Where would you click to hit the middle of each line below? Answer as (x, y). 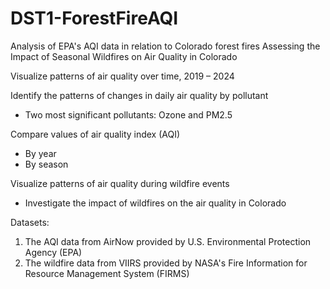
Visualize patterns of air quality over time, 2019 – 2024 (122, 76)
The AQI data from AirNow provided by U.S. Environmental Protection (168, 241)
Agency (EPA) (53, 252)
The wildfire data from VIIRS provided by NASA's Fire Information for (166, 263)
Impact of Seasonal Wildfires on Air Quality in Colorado (124, 56)
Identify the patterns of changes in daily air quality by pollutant (139, 95)
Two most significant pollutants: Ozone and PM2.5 (128, 114)
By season (46, 164)
